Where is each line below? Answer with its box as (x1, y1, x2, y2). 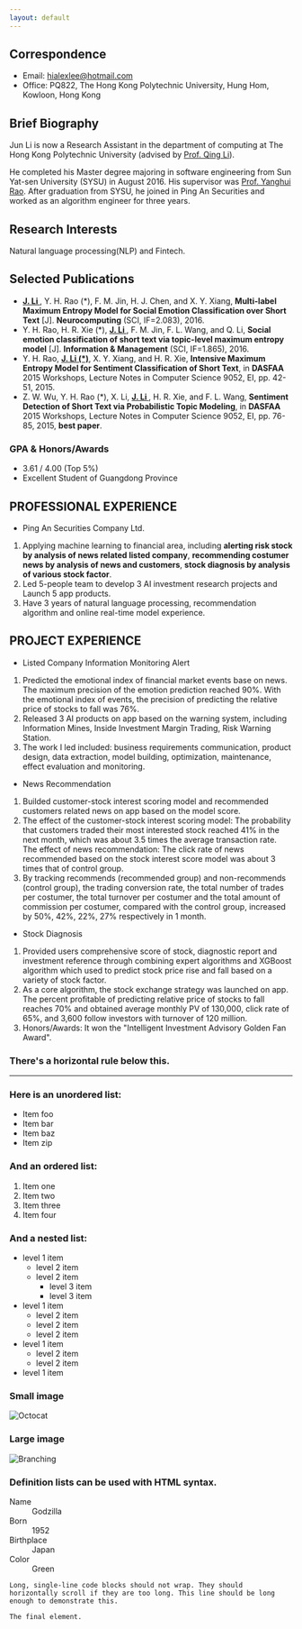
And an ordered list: (9, 1160, 98, 1173)
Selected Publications (9, 271, 135, 287)
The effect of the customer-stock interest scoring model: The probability (22, 815, 291, 826)
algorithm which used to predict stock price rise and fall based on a (22, 965, 272, 975)
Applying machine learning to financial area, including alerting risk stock (22, 540, 293, 551)
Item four (22, 1209, 57, 1220)
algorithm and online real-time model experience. (22, 607, 206, 618)
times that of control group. (22, 863, 124, 874)
